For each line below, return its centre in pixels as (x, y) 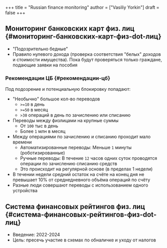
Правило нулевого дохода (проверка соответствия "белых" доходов (87, 54)
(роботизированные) (43, 153)
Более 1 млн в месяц (43, 131)
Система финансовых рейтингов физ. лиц (75, 207)
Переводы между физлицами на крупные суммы (65, 121)
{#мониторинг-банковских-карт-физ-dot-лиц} (83, 37)
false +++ (15, 13)
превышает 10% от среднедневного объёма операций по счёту (81, 180)
